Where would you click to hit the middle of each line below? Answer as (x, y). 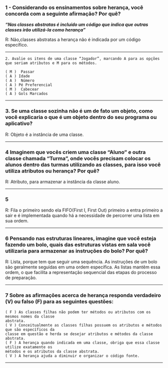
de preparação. (21, 278)
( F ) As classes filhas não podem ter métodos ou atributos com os (78, 312)
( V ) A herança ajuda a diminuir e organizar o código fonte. (72, 356)
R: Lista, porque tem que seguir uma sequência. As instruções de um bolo (81, 262)
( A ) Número (20, 81)
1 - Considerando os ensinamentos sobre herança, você (74, 7)
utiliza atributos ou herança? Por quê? (52, 170)
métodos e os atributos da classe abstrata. (52, 351)
